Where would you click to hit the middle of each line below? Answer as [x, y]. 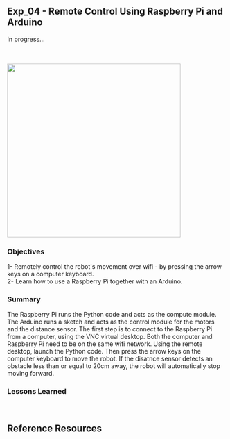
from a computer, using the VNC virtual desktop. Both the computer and [110, 337]
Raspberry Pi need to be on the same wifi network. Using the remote [105, 344]
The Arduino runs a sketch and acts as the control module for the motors [111, 322]
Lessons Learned [37, 392]
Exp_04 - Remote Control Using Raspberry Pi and [115, 11]
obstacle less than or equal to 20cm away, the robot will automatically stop [114, 366]
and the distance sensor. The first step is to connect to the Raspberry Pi [110, 329]
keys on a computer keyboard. [51, 274]
